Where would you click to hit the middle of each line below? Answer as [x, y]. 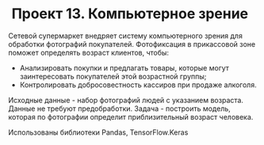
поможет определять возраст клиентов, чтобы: [88, 52]
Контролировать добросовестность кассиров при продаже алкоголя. [138, 85]
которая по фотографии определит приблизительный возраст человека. [131, 116]
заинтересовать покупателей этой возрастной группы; [113, 76]
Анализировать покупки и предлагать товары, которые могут [124, 67]
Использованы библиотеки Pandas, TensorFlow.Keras [98, 132]
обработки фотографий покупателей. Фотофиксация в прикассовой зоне [132, 44]
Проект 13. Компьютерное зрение [130, 14]
